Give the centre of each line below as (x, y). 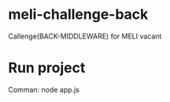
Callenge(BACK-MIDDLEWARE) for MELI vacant (85, 36)
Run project (47, 68)
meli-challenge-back (78, 15)
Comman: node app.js (44, 89)
